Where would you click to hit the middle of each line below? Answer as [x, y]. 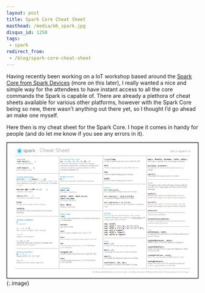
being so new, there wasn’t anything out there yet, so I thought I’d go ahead [101, 109]
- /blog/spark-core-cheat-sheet [50, 58]
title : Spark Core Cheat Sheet [46, 19]
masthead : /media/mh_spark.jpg [46, 26]
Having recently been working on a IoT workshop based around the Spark [99, 76]
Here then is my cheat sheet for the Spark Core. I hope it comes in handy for [102, 127]
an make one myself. [32, 115]
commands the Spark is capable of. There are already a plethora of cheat [98, 95]
